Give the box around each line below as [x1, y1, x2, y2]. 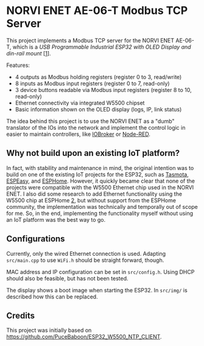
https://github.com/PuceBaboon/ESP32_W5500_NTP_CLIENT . [6, 333, 163, 341]
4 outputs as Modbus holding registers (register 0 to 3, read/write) [15, 73, 182, 80]
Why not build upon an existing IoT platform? [6, 148, 180, 158]
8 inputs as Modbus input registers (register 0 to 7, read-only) [15, 80, 170, 87]
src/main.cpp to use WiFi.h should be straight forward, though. [6, 256, 164, 264]
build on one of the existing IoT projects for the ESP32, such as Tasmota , [6, 171, 189, 178]
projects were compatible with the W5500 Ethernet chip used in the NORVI [6, 183, 194, 191]
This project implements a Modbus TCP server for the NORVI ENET [6, 37, 175, 44]
